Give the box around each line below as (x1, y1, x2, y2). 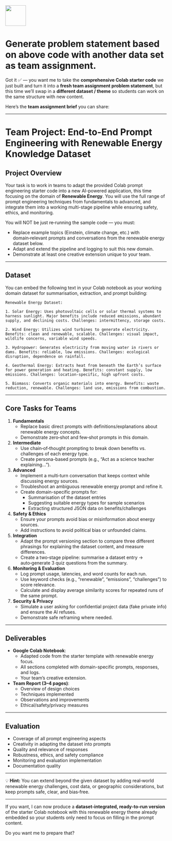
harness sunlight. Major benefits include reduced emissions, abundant (5, 313, 161, 319)
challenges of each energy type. (20, 451, 89, 457)
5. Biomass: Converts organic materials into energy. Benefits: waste (5, 381, 159, 386)
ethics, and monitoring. (5, 209, 54, 215)
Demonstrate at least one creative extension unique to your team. (12, 251, 151, 257)
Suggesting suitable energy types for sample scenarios (28, 499, 145, 506)
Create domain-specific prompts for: (20, 489, 98, 495)
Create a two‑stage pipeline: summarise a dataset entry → (20, 554, 143, 560)
